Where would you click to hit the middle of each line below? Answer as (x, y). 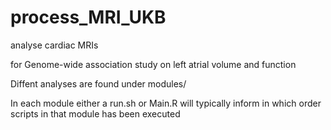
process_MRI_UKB (88, 17)
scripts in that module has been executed (95, 113)
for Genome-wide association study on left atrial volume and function (153, 64)
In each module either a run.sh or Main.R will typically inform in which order (166, 103)
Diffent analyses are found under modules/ (98, 83)
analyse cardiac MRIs (54, 45)
